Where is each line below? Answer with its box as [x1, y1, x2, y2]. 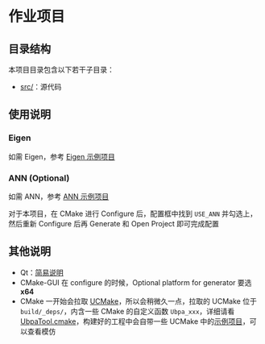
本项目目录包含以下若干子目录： [8, 65, 114, 74]
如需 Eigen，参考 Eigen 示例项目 [8, 151, 115, 161]
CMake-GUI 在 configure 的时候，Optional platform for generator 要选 [19, 277, 252, 287]
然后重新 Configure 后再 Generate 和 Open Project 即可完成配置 [8, 218, 220, 228]
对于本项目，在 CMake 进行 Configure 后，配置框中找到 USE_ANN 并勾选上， [8, 209, 258, 218]
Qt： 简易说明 [19, 267, 64, 277]
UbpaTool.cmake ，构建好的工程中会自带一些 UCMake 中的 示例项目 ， [19, 316, 250, 326]
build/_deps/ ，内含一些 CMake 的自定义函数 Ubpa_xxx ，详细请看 [19, 306, 235, 316]
